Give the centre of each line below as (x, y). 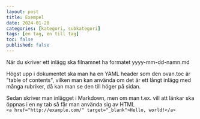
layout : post (23, 12)
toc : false (20, 39)
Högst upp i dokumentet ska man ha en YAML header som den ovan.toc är (98, 74)
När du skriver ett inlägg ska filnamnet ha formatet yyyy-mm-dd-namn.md (98, 62)
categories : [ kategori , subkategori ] (53, 28)
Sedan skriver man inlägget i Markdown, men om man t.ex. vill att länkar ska (100, 98)
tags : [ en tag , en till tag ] (43, 34)
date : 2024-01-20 (28, 23)
